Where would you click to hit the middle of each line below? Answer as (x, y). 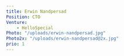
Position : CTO (23, 17)
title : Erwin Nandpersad (36, 11)
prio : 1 (15, 44)
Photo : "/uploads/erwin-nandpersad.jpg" (56, 33)
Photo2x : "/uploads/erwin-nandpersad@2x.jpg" (62, 38)
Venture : (17, 22)
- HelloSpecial (35, 28)
